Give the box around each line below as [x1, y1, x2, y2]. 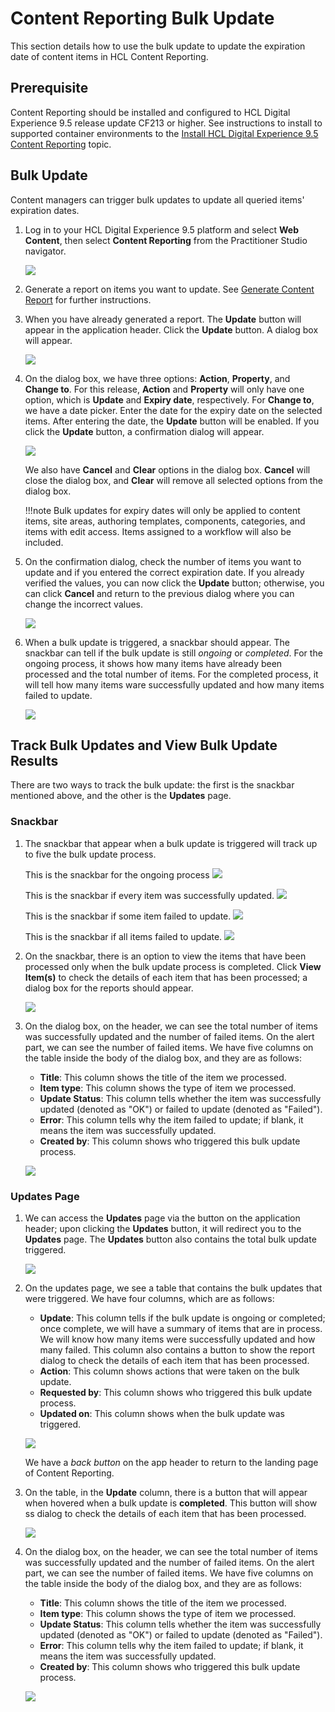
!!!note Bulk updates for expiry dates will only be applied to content [24, 504, 301, 516]
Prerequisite [10, 80, 89, 97]
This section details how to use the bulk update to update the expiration [10, 40, 306, 52]
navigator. [24, 245, 67, 257]
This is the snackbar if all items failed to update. [24, 930, 223, 942]
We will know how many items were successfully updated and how [39, 1333, 316, 1345]
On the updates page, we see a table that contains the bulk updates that [24, 1282, 323, 1294]
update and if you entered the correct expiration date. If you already [24, 566, 305, 578]
